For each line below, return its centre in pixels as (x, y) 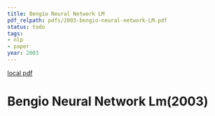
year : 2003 (23, 53)
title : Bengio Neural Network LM (56, 14)
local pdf (20, 73)
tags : (15, 33)
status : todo (26, 27)
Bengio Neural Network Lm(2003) (108, 102)
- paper (19, 46)
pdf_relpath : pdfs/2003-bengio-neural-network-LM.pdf (88, 20)
